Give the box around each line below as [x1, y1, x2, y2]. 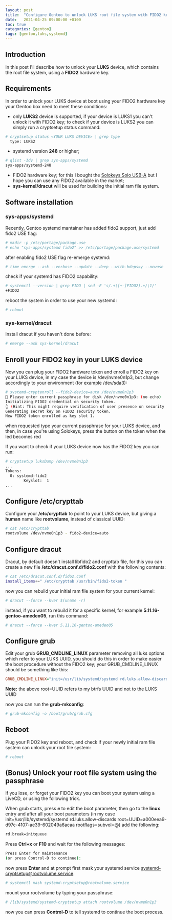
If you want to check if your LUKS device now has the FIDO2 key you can [5, 444, 160, 450]
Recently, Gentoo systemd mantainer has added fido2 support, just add [5, 225, 156, 231]
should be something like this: [5, 667, 69, 673]
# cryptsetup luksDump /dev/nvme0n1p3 [5, 459, 88, 464]
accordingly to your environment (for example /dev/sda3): [5, 380, 127, 386]
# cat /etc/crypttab [5, 526, 50, 531]
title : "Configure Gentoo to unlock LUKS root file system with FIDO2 [5, 12, 161, 17]
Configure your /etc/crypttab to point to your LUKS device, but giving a [5, 511, 157, 517]
